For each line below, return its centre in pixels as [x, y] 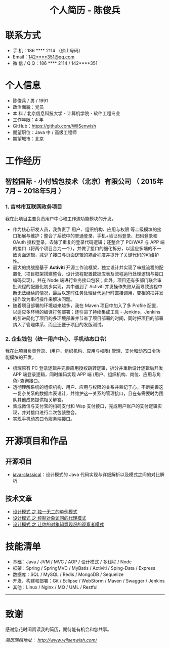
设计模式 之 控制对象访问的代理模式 [49, 518]
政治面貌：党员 [28, 107]
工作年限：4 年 [28, 120]
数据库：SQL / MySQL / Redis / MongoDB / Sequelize [68, 574]
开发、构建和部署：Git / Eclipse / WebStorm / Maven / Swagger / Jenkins [89, 581]
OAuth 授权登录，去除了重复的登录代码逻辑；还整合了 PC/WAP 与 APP [86, 242]
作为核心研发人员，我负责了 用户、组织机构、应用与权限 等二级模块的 [85, 229]
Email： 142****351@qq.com [44, 57]
